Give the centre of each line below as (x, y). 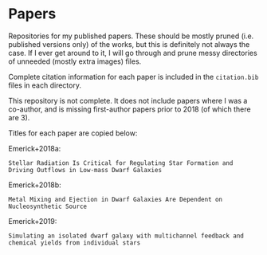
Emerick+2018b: (35, 185)
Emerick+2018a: (35, 148)
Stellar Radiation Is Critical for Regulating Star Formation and (121, 163)
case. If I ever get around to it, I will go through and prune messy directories (133, 53)
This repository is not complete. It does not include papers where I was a (128, 100)
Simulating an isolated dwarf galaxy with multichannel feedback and (126, 236)
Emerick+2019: (33, 221)
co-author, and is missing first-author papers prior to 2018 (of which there (130, 109)
